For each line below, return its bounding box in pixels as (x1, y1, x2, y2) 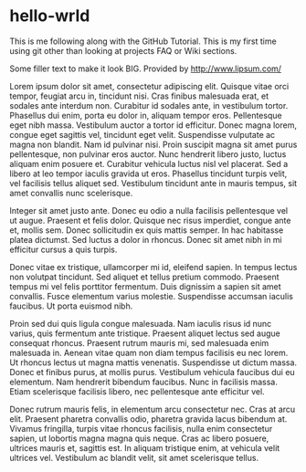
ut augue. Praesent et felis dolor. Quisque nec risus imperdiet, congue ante (9, 215, 291, 226)
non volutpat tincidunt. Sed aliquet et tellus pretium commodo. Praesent (9, 271, 280, 282)
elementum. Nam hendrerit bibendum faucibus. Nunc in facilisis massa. (9, 376, 279, 387)
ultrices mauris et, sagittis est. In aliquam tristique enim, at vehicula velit (9, 442, 280, 453)
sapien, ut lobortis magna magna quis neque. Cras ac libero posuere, (9, 433, 269, 444)
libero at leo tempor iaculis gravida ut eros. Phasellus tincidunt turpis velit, (9, 168, 288, 179)
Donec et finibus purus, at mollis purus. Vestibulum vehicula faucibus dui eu (9, 366, 295, 377)
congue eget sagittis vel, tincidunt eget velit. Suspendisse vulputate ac (9, 129, 276, 140)
